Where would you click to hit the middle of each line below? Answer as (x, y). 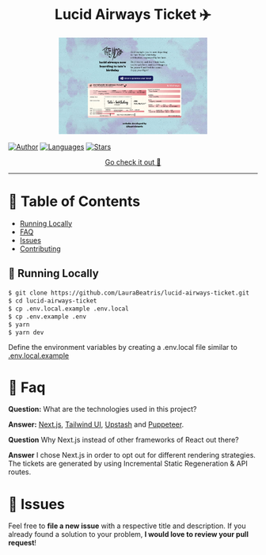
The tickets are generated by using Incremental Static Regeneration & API (128, 464)
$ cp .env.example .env (47, 317)
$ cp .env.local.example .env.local (68, 309)
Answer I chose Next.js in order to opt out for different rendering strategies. (132, 455)
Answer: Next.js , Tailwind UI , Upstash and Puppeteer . (96, 424)
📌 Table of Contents (74, 201)
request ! (23, 543)
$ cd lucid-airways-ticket (53, 301)
